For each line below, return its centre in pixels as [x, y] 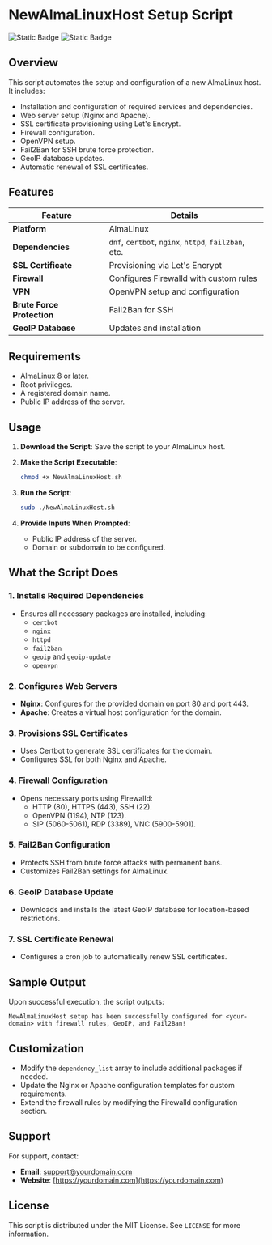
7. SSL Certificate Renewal [61, 939]
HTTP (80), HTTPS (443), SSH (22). [92, 806]
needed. [34, 1077]
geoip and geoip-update [71, 656]
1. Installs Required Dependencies [76, 596]
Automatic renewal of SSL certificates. [84, 167]
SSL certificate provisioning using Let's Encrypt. [100, 124]
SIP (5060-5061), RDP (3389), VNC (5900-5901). [114, 824]
